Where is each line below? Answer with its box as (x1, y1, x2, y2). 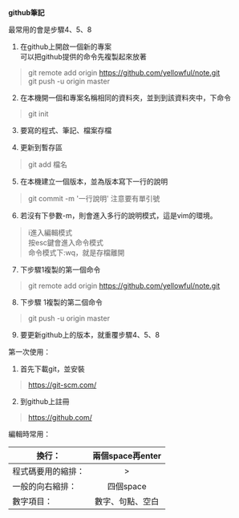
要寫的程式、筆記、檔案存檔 (19, 126, 112, 135)
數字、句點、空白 (95, 496, 160, 507)
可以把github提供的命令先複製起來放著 (19, 52, 147, 61)
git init (27, 109, 49, 119)
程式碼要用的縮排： (12, 466, 86, 476)
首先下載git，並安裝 (19, 364, 86, 374)
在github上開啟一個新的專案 (19, 42, 112, 51)
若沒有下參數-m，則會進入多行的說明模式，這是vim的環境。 (19, 211, 218, 220)
